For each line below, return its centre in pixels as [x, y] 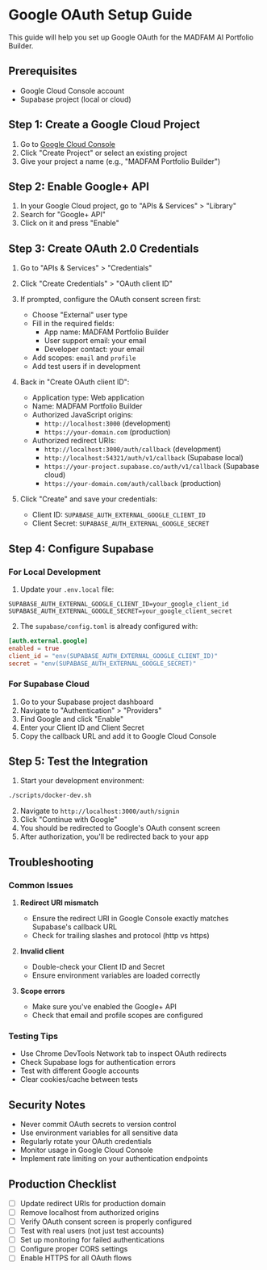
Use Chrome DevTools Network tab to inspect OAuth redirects [123, 1054]
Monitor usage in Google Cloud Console [86, 1150]
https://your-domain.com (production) [107, 432]
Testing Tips [33, 1036]
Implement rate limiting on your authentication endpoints [114, 1159]
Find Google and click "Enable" [72, 719]
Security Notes [47, 1105]
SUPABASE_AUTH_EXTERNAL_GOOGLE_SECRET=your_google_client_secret [120, 611]
